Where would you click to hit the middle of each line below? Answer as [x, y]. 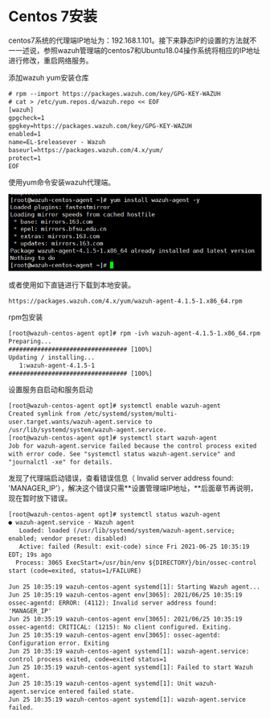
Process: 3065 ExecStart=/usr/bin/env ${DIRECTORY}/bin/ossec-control [136, 563]
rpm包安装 [26, 317]
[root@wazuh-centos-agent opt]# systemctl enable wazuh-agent [115, 406]
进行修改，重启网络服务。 [51, 60]
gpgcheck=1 [27, 118]
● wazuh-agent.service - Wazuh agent [72, 522]
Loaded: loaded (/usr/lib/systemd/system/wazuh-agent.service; [127, 530]
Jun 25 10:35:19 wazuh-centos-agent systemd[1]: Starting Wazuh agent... [135, 587]
